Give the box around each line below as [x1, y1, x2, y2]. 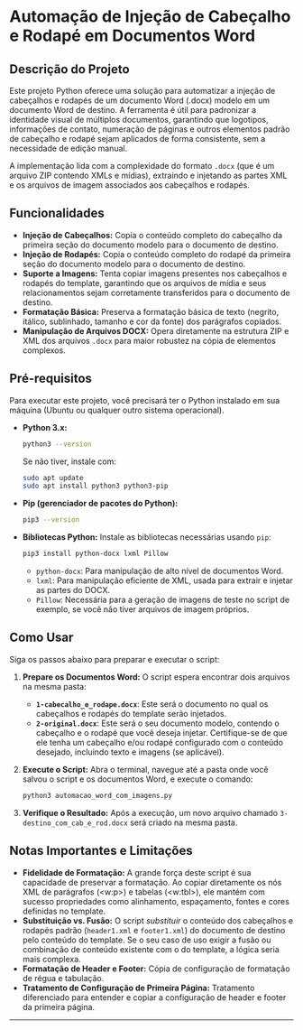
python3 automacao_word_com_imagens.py [22, 791, 173, 800]
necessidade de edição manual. [9, 143, 128, 153]
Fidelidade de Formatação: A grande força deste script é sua [22, 867, 252, 877]
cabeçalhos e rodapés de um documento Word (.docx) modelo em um [9, 95, 271, 106]
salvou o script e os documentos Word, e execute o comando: [22, 774, 253, 784]
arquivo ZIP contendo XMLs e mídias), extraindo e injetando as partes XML [9, 170, 288, 181]
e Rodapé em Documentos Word [9, 25, 255, 46]
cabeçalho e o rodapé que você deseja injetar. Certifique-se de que [35, 727, 288, 738]
